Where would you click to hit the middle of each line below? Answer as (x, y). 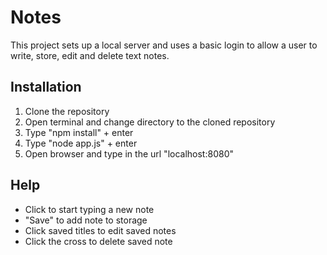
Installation (46, 87)
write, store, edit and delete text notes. (90, 55)
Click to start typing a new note (89, 209)
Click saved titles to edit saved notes (100, 230)
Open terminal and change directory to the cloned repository (150, 122)
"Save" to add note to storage (86, 220)
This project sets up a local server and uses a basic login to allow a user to (164, 45)
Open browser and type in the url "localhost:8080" (129, 153)
